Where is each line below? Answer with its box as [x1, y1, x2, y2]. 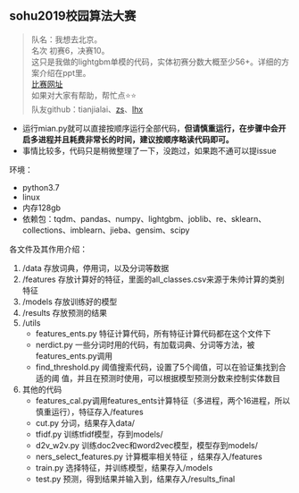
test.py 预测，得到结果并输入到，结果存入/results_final [35, 473, 236, 484]
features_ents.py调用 [35, 350, 113, 361]
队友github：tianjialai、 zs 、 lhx [30, 104, 144, 115]
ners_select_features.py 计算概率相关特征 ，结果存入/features [35, 451, 263, 462]
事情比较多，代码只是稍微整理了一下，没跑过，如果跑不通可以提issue [21, 145, 277, 156]
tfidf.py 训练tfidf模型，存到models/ [35, 429, 163, 439]
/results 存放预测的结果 [21, 307, 108, 318]
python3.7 [21, 182, 60, 192]
